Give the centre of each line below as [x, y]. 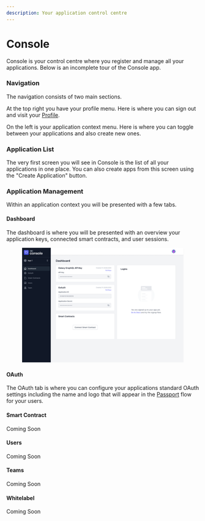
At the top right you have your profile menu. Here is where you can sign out [101, 108]
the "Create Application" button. [47, 176]
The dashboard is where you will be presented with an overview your [93, 232]
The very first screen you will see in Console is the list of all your [88, 163]
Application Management [45, 192]
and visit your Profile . [33, 115]
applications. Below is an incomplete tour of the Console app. [84, 67]
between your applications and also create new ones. [74, 133]
